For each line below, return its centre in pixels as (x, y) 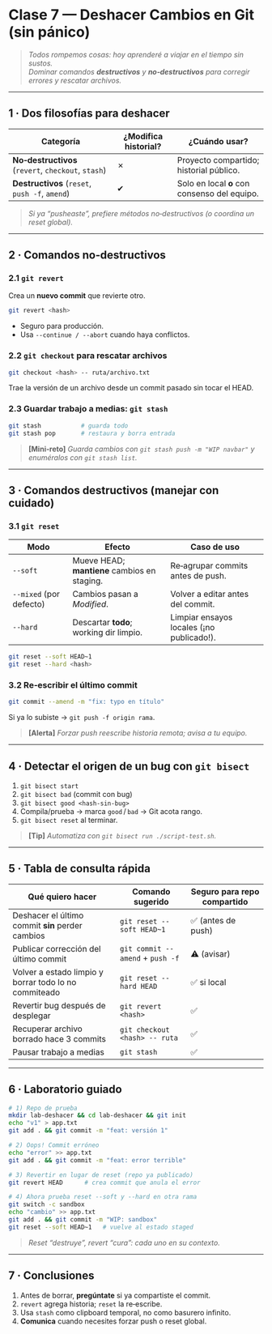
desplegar (32, 1016)
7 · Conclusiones (51, 1276)
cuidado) (32, 503)
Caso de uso (215, 547)
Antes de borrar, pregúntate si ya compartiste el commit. (115, 1295)
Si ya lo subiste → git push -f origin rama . (82, 718)
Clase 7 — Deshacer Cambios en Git (132, 15)
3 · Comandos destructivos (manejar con (114, 490)
